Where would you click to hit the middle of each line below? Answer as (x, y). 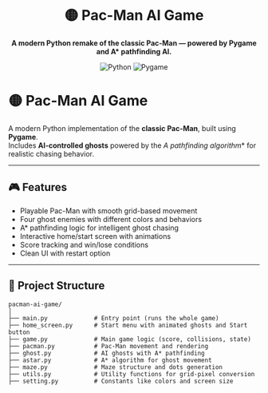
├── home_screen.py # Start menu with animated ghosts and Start (128, 325)
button (19, 332)
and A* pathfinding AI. (134, 51)
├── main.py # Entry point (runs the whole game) (114, 318)
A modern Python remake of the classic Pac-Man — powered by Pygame (134, 43)
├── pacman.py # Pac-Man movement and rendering (108, 346)
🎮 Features (38, 187)
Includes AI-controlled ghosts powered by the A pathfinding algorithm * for (132, 145)
